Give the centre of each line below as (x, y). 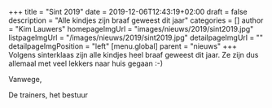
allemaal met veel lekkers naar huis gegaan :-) (86, 63)
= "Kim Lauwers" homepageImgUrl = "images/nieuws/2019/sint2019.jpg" (131, 29)
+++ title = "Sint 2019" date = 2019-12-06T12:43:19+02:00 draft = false (128, 12)
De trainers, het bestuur (48, 95)
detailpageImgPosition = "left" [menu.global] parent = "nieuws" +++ (123, 46)
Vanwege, (25, 79)
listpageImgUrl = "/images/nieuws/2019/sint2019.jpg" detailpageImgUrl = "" (136, 37)
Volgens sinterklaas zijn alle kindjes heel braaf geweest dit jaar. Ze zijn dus (134, 55)
